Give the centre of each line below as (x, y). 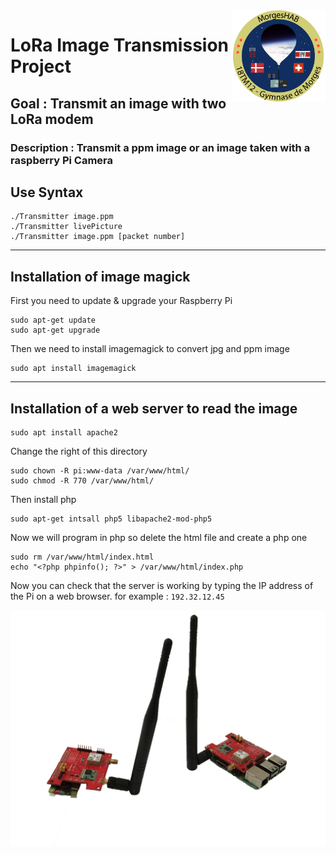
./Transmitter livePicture (66, 227)
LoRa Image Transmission (120, 45)
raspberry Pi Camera (62, 160)
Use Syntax (47, 192)
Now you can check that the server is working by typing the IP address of (162, 585)
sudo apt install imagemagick (73, 369)
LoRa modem (52, 119)
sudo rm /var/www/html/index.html (82, 557)
